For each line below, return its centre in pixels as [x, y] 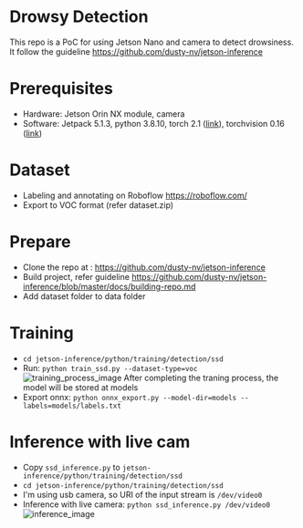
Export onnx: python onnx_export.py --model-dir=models [130, 397]
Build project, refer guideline [76, 276]
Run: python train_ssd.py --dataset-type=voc [110, 368]
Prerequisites [62, 89]
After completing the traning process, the [201, 378]
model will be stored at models [80, 387]
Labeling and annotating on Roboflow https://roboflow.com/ [135, 195]
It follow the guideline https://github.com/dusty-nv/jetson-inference [136, 51]
